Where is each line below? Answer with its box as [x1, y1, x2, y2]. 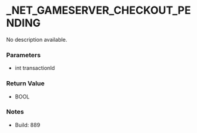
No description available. [6, 36, 67, 43]
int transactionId [14, 64, 56, 72]
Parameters [6, 51, 41, 59]
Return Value [6, 79, 45, 88]
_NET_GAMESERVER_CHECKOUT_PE [6, 4, 191, 17]
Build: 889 [14, 121, 41, 128]
